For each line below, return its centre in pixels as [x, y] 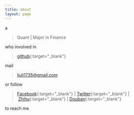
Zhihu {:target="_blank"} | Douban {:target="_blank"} [70, 99]
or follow [14, 84]
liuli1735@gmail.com [37, 75]
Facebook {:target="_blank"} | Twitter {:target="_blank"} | [73, 94]
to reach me [17, 108]
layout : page [18, 14]
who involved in [21, 47]
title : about [18, 9]
